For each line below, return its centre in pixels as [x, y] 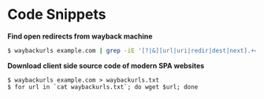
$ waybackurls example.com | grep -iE [71, 50]
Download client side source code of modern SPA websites [106, 65]
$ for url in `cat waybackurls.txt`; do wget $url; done [103, 87]
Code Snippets [57, 15]
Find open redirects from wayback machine [80, 36]
